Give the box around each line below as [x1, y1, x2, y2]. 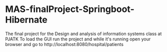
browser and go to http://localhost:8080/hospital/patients [5, 41, 124, 47]
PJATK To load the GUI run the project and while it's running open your [5, 36, 151, 42]
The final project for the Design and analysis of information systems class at [5, 30, 162, 36]
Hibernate [5, 14, 47, 25]
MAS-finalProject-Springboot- [5, 3, 134, 15]
